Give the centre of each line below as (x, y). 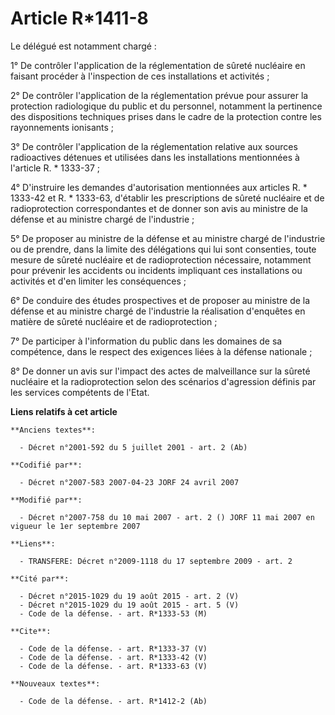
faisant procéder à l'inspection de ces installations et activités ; (140, 76)
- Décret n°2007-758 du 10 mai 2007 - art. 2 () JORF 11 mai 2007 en (167, 517)
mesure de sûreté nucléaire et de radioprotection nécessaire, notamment (161, 259)
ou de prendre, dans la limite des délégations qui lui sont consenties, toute (163, 249)
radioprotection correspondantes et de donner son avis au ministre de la (159, 208)
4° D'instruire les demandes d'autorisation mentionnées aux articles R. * (159, 187)
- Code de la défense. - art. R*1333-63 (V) (113, 666)
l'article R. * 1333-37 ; (55, 168)
